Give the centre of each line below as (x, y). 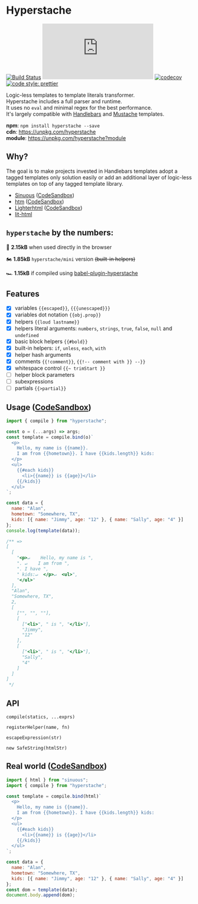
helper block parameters (45, 375)
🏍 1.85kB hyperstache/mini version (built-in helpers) (71, 259)
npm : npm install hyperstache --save (53, 125)
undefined (27, 335)
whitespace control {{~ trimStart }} (60, 368)
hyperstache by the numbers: (60, 233)
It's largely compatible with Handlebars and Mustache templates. (85, 114)
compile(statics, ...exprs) (41, 717)
